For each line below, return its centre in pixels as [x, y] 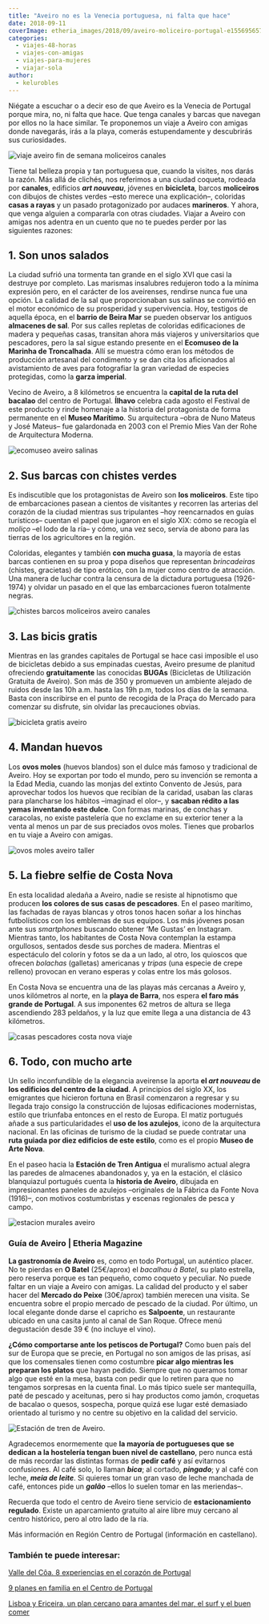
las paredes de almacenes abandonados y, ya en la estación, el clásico [125, 1173]
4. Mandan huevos [56, 747]
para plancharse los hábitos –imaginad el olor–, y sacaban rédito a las [124, 800]
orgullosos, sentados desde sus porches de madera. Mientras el [114, 945]
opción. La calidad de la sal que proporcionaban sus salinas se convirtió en [132, 300]
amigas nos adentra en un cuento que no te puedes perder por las [117, 222]
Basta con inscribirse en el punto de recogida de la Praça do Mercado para [132, 698]
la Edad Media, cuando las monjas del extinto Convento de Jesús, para [125, 784]
